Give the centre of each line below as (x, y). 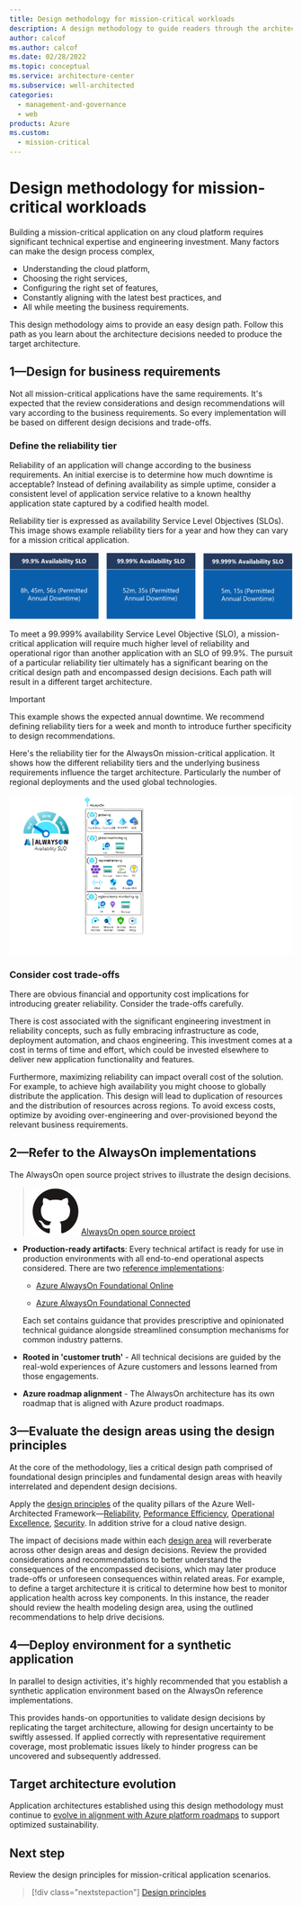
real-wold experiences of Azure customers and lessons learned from (150, 1366)
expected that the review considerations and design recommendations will (147, 403)
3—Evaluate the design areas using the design (142, 1432)
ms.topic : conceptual (50, 67)
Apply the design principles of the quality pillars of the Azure (121, 1504)
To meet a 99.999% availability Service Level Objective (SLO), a (127, 634)
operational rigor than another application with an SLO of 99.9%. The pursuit (151, 654)
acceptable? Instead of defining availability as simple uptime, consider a (143, 484)
